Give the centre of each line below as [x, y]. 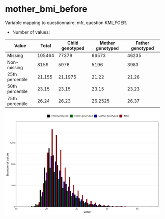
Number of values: [31, 32]
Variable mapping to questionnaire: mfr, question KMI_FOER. [66, 23]
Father [143, 43]
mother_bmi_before [46, 9]
